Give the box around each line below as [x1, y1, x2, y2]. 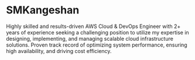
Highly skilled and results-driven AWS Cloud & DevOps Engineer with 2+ [6, 23, 181, 30]
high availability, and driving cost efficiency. [6, 47, 112, 54]
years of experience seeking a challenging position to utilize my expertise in [6, 29, 189, 36]
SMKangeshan [6, 3, 80, 17]
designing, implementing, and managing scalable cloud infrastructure [6, 35, 174, 42]
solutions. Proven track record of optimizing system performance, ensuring [6, 41, 187, 48]
